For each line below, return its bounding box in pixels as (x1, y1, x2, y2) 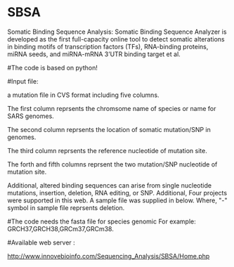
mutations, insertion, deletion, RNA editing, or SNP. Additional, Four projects (7, 188, 227, 197)
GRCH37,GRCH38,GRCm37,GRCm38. (7, 224, 114, 233)
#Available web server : (7, 238, 75, 247)
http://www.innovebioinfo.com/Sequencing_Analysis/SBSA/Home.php (7, 252, 210, 260)
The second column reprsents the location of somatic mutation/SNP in (7, 125, 211, 133)
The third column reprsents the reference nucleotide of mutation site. (7, 146, 207, 155)
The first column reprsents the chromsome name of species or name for (7, 104, 216, 112)
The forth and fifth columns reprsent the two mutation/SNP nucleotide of (7, 159, 218, 169)
